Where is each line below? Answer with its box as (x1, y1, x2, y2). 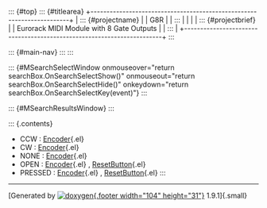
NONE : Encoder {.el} (19, 151, 87, 160)
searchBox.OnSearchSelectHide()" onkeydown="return (8, 79, 189, 89)
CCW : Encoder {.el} (19, 134, 85, 144)
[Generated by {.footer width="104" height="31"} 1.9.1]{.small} (8, 191, 248, 200)
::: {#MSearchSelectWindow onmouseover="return (8, 63, 175, 72)
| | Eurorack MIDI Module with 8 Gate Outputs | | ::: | (8, 24, 178, 33)
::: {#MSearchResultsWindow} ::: (8, 103, 115, 113)
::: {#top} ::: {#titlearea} (8, 7, 85, 16)
